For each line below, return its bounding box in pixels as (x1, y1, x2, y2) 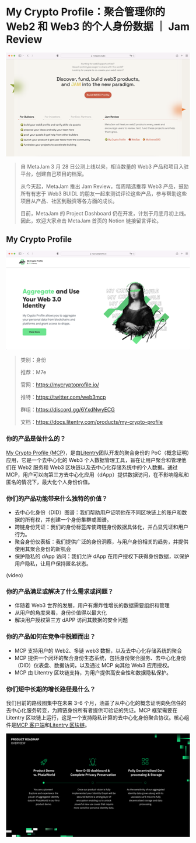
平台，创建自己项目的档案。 (20, 170, 87, 177)
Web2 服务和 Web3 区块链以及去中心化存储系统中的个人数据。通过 (17, 464, 178, 471)
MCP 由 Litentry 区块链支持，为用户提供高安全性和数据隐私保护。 (14, 669, 172, 676)
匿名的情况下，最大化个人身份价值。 (6, 478, 93, 485)
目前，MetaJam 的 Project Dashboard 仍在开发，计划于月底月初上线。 (20, 210, 190, 217)
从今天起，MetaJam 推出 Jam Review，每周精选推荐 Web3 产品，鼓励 (20, 183, 189, 190)
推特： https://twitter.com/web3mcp (20, 393, 106, 401)
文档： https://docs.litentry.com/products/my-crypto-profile (20, 419, 163, 426)
